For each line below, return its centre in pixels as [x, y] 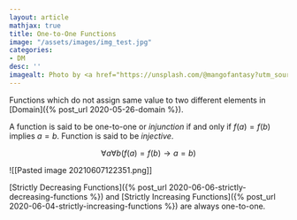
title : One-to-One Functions [63, 34]
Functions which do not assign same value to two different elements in [138, 100]
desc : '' [25, 67]
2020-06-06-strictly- [207, 187]
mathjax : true [35, 26]
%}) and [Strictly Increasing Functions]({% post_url [183, 196]
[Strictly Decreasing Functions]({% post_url [88, 187]
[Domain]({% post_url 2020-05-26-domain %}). [96, 109]
